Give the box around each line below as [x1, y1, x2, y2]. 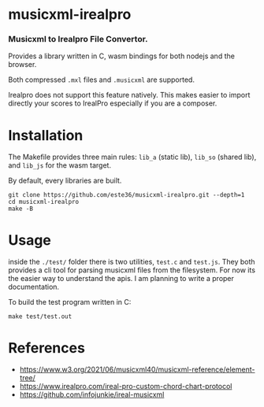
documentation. [8, 282, 60, 292]
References [8, 339, 85, 357]
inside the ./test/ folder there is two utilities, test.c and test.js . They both [8, 257, 255, 267]
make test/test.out [8, 313, 73, 320]
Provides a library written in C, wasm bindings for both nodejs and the [8, 51, 235, 61]
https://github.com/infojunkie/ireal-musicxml [19, 390, 165, 399]
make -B [8, 205, 34, 213]
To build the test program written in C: [8, 298, 132, 307]
